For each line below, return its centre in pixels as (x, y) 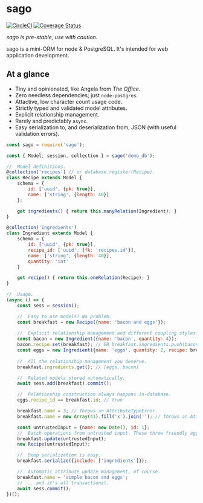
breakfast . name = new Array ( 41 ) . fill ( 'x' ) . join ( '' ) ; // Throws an (102, 416)
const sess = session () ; (48, 306)
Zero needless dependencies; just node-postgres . (76, 95)
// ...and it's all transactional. (63, 483)
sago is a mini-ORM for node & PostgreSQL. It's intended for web (87, 49)
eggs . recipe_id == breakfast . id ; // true (70, 400)
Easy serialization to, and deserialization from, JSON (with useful (96, 127)
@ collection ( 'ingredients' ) (42, 228)
